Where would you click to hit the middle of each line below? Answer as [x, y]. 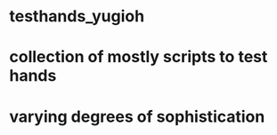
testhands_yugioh [77, 16]
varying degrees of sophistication [137, 116]
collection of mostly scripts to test [138, 57]
